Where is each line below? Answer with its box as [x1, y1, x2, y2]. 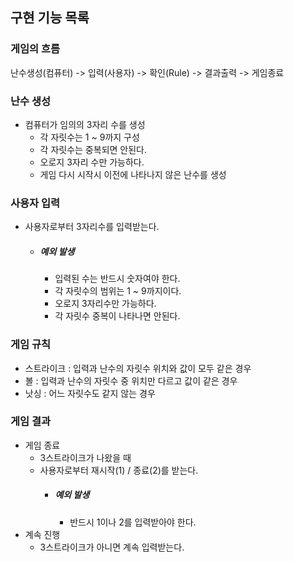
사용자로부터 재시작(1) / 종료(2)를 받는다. [39, 464, 199, 476]
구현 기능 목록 [10, 9, 90, 27]
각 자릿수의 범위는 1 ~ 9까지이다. [54, 285, 182, 297]
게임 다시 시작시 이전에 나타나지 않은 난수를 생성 [39, 168, 227, 180]
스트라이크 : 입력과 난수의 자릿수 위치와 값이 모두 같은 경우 [24, 362, 252, 374]
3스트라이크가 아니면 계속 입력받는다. [39, 541, 185, 553]
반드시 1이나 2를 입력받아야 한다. [69, 516, 197, 528]
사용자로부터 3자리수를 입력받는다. [24, 221, 160, 233]
